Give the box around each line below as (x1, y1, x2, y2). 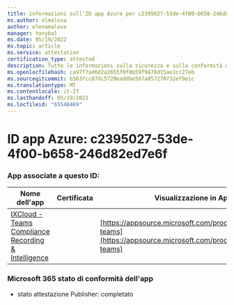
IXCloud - (10, 209, 43, 219)
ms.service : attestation (7, 50, 79, 57)
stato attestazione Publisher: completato (17, 290, 134, 298)
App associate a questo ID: (7, 170, 100, 180)
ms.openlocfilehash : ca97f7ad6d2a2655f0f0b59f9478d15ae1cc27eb (7, 68, 195, 75)
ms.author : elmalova (7, 17, 68, 24)
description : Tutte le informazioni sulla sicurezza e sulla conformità (7, 62, 223, 69)
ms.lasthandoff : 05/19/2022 (7, 95, 89, 102)
